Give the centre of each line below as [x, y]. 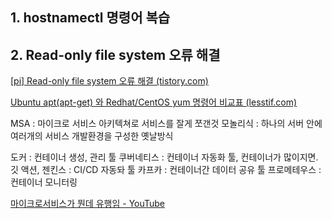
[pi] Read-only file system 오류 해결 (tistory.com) [109, 81]
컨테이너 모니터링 [44, 182]
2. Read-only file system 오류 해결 [115, 54]
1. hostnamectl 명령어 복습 [90, 18]
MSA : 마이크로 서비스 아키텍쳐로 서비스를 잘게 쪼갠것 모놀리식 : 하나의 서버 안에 [166, 124]
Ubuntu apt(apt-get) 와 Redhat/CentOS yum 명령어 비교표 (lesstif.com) [154, 102]
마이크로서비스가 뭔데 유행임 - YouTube [88, 204]
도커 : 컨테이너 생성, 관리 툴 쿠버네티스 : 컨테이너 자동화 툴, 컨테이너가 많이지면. [164, 157]
